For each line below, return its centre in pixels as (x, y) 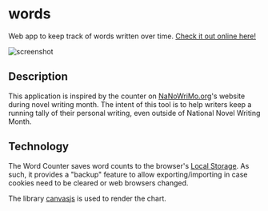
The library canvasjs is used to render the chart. (87, 198)
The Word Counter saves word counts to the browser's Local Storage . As (129, 165)
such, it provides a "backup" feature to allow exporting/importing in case (128, 174)
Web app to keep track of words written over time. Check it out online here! (132, 36)
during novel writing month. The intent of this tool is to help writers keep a (130, 104)
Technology (39, 147)
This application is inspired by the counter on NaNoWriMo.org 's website (127, 96)
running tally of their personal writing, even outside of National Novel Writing (134, 113)
